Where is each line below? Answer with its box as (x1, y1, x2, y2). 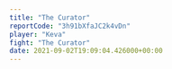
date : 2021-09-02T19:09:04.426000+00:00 (9, 47, 164, 56)
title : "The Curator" (9, 13, 91, 22)
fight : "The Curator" (9, 38, 91, 47)
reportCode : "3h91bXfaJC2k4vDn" (9, 22, 131, 30)
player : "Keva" (9, 30, 67, 39)
